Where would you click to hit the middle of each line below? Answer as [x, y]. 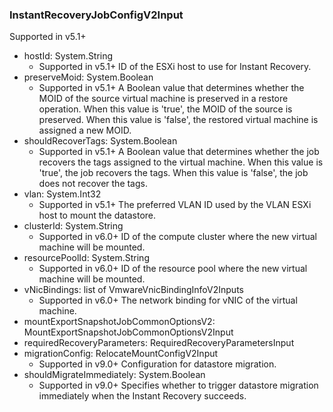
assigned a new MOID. [85, 130]
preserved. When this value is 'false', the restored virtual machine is [178, 120]
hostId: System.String [68, 56]
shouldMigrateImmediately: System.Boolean [114, 375]
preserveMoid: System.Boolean [88, 77]
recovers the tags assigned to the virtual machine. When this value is [181, 162]
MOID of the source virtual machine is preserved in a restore [163, 99]
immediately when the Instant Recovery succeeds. [142, 396]
